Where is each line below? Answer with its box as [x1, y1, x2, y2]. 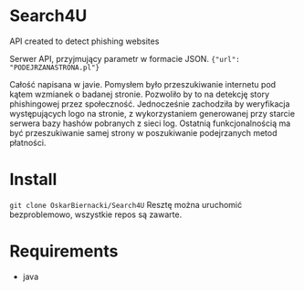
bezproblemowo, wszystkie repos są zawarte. [9, 209, 183, 220]
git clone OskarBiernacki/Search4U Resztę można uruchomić [9, 199, 243, 210]
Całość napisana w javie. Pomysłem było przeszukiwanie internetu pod [9, 78, 277, 89]
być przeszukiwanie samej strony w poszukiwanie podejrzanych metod [9, 127, 278, 138]
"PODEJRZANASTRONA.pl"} [9, 63, 100, 72]
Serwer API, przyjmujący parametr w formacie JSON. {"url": [9, 53, 240, 64]
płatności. [9, 137, 47, 148]
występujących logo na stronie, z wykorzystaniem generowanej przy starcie [9, 108, 295, 119]
